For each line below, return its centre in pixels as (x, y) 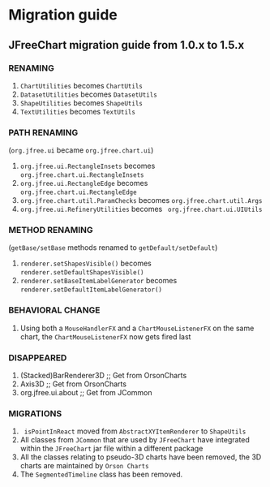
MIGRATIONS (35, 413)
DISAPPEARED (38, 357)
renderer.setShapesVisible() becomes (86, 263)
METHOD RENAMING (51, 231)
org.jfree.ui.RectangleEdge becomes (84, 183)
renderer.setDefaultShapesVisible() (82, 273)
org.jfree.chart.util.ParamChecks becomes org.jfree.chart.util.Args (141, 200)
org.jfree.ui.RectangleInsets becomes (88, 166)
